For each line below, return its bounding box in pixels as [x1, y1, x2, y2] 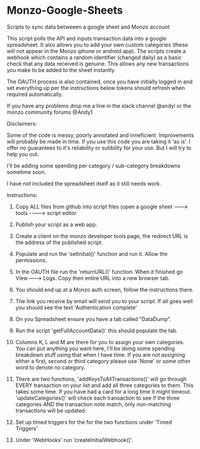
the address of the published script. [15, 239, 104, 246]
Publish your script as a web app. [15, 221, 98, 228]
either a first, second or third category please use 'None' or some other [15, 357, 191, 364]
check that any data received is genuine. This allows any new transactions [7, 60, 189, 67]
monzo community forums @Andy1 [7, 108, 93, 116]
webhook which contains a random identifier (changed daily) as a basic [7, 54, 182, 61]
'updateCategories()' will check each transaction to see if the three [15, 394, 180, 401]
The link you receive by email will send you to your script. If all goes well [15, 297, 193, 304]
